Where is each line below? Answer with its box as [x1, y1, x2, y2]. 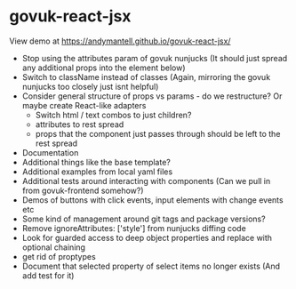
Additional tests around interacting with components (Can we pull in [21, 175, 271, 186]
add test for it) [21, 269, 75, 281]
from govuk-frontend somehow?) [21, 185, 144, 196]
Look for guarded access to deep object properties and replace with [21, 232, 273, 243]
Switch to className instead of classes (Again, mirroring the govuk [21, 71, 271, 82]
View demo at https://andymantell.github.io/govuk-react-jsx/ [9, 36, 231, 46]
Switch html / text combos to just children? [35, 109, 192, 120]
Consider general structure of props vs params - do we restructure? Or [21, 91, 283, 101]
